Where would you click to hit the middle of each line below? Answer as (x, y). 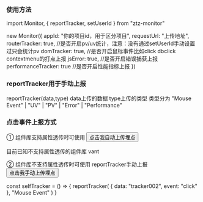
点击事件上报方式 (31, 122)
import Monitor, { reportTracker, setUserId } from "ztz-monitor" (86, 23)
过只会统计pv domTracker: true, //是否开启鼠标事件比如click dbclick (91, 51)
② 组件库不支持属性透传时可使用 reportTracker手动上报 (77, 164)
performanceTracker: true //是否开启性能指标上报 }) (71, 67)
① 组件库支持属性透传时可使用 (46, 137)
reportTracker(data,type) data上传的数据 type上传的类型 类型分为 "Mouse (99, 98)
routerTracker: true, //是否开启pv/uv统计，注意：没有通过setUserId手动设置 (101, 43)
